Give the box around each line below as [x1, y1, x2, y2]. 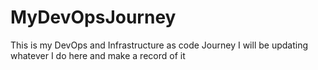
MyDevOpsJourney [10, 6, 177, 29]
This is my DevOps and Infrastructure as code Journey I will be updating [10, 39, 308, 51]
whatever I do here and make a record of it [10, 49, 186, 61]
